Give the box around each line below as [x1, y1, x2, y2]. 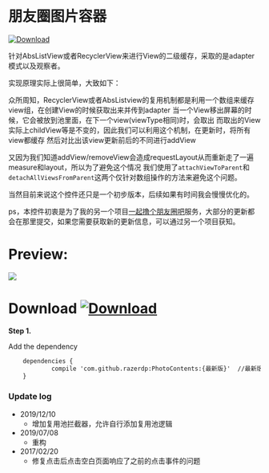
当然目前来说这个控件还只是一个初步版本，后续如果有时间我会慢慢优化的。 [8, 190, 254, 199]
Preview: [8, 246, 68, 263]
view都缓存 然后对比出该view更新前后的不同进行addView [8, 135, 196, 145]
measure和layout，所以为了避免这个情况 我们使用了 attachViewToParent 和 [8, 162, 250, 172]
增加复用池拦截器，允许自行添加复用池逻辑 [31, 418, 173, 428]
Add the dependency [8, 341, 78, 351]
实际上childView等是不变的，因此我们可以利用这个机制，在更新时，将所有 [8, 125, 251, 135]
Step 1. [8, 326, 32, 336]
